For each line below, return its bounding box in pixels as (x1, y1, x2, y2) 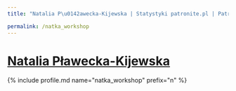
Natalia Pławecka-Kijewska (7, 53, 171, 69)
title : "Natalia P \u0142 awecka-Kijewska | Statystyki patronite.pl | (7, 10, 216, 17)
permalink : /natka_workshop (7, 22, 90, 30)
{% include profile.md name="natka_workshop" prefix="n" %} (7, 76, 188, 85)
